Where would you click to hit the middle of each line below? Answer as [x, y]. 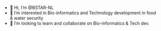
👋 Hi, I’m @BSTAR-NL [32, 8]
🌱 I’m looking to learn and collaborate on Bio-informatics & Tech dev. [80, 23]
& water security [26, 18]
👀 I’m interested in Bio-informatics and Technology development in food [83, 13]
